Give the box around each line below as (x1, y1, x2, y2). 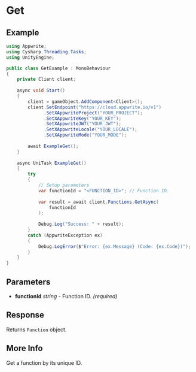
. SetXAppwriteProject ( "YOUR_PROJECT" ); (44, 110, 143, 116)
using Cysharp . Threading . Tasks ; (6, 49, 87, 55)
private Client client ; (17, 76, 76, 83)
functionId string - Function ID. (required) (14, 292, 118, 300)
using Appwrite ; (6, 43, 47, 49)
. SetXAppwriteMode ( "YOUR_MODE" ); (44, 132, 127, 138)
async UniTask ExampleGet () (17, 160, 87, 166)
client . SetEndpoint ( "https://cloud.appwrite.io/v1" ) (27, 104, 162, 110)
